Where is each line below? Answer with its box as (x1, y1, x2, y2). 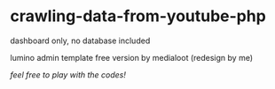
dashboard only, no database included (10, 35, 151, 46)
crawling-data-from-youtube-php (10, 6, 267, 26)
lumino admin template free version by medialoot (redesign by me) (10, 52, 254, 63)
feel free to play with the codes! (10, 69, 127, 80)
